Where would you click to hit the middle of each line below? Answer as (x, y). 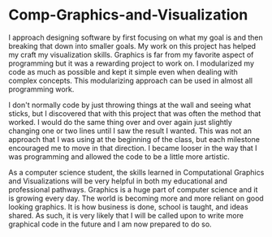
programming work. (41, 89)
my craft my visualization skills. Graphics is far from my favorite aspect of (131, 54)
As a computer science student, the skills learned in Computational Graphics (136, 172)
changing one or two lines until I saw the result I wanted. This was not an (130, 131)
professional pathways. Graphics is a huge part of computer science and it (133, 189)
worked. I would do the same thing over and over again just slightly (121, 122)
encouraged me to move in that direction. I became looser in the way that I (133, 148)
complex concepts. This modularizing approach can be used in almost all (131, 80)
